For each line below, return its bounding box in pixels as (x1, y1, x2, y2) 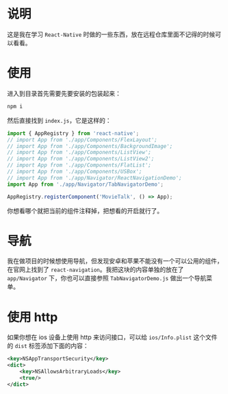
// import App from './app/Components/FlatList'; (7, 162, 152, 169)
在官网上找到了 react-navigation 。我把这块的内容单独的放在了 (7, 265, 184, 274)
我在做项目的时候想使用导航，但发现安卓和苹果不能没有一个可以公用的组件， (7, 257, 223, 265)
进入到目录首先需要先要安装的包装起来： (7, 89, 121, 97)
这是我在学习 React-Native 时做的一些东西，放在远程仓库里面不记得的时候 (7, 30, 216, 38)
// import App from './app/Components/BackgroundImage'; (7, 143, 173, 149)
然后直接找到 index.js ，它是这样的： (7, 116, 112, 124)
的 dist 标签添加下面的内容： (7, 342, 89, 350)
